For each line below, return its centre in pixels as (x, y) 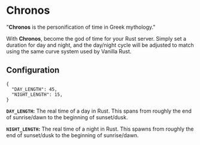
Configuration (33, 70)
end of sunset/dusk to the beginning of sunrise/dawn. (72, 135)
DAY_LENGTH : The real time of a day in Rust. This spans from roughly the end (99, 111)
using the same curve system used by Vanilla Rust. (69, 51)
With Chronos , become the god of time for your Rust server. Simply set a (96, 38)
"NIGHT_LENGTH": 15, (37, 94)
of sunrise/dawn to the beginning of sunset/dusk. (67, 117)
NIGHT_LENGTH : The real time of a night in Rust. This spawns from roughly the (100, 129)
